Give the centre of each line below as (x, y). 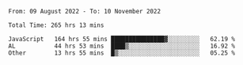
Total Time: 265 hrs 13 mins (56, 25)
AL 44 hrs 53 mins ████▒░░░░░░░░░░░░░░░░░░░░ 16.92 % (122, 46)
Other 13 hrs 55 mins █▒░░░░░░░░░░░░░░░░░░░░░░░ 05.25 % (122, 53)
